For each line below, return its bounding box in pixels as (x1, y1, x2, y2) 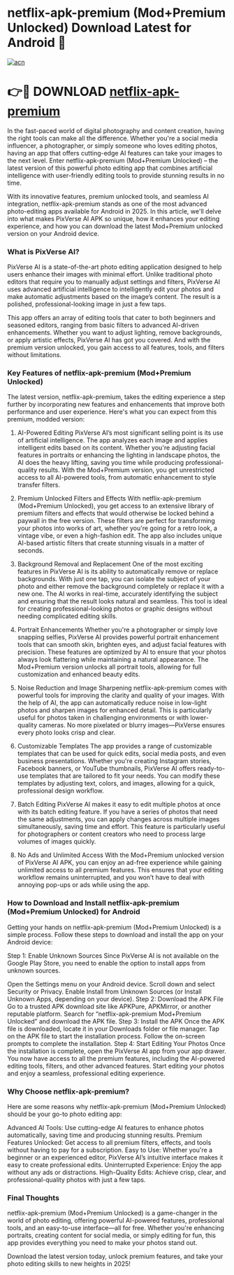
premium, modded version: (7, 415, 85, 424)
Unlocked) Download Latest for (7, 20, 192, 36)
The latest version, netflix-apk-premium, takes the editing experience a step (7, 393, 226, 401)
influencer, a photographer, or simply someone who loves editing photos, (7, 141, 218, 150)
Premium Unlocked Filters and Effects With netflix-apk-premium (17, 494, 201, 503)
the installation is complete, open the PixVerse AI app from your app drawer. (7, 1047, 226, 1055)
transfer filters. (17, 481, 61, 489)
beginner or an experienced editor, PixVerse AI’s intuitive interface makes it (7, 1153, 224, 1162)
